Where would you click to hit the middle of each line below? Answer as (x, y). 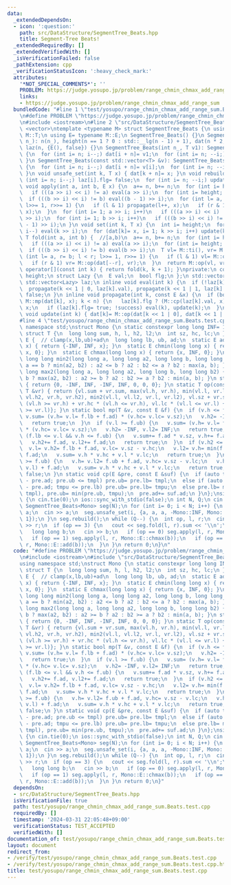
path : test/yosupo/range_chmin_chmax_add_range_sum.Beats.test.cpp (112, 807)
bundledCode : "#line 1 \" (51, 109)
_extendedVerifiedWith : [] (52, 52)
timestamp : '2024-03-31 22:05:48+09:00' (72, 820)
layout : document (32, 845)
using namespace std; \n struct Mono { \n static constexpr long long (118, 564)
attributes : (31, 77)
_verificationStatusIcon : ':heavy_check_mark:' (83, 71)
